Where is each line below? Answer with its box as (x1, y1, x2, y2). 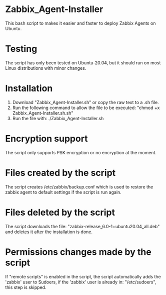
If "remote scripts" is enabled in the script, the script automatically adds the (5, 273, 161, 279)
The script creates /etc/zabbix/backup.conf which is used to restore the (5, 183, 153, 189)
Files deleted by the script (5, 207, 115, 218)
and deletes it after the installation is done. (5, 229, 93, 235)
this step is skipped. (5, 284, 46, 290)
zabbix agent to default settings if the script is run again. (5, 189, 121, 195)
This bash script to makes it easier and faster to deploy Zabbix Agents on (5, 20, 156, 26)
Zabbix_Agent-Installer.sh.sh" (12, 110, 73, 116)
